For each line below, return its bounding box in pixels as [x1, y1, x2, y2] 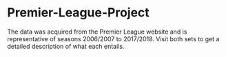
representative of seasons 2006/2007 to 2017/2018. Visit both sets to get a [7, 34, 220, 43]
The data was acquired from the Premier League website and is [7, 27, 187, 36]
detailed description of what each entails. [7, 42, 125, 50]
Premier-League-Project [7, 5, 150, 21]
